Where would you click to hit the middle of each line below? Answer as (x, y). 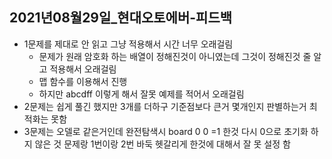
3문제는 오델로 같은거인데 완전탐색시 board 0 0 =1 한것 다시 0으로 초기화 (166, 131)
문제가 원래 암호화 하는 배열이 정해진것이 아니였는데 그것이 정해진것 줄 (175, 56)
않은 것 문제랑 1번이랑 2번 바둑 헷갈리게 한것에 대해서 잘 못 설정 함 (162, 144)
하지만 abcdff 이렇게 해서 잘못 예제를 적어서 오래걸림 (141, 94)
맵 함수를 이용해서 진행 (83, 81)
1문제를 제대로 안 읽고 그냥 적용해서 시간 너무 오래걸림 (128, 44)
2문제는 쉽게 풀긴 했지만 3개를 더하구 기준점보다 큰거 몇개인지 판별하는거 (165, 106)
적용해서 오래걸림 (83, 69)
